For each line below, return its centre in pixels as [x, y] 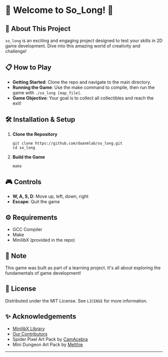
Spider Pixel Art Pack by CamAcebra [50, 339]
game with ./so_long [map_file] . [47, 92]
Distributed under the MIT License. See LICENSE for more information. [76, 301]
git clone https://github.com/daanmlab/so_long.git [67, 143]
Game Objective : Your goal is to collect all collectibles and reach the [83, 98]
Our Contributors [30, 334]
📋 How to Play [28, 68]
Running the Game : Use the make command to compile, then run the [83, 87]
